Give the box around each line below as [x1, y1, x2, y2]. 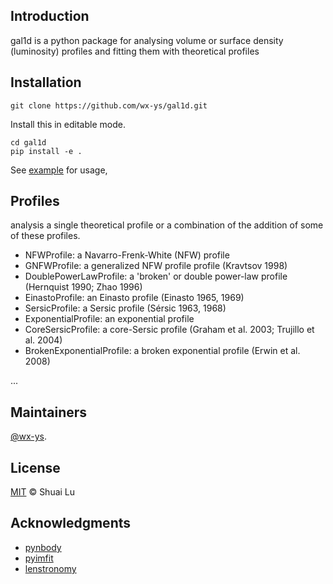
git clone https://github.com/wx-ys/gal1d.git [10, 100, 208, 111]
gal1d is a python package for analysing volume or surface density [10, 34, 284, 46]
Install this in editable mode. [10, 118, 126, 130]
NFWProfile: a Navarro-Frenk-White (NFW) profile [24, 249, 230, 261]
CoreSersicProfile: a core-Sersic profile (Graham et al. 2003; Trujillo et [24, 324, 315, 336]
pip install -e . [10, 146, 83, 156]
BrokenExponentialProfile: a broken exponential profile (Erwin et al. [24, 345, 301, 357]
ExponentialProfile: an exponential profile [24, 313, 195, 325]
